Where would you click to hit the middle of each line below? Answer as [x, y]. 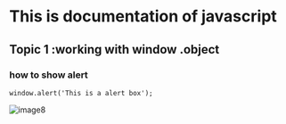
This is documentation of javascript [143, 17]
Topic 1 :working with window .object [114, 50]
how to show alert [49, 75]
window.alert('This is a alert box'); [81, 93]
